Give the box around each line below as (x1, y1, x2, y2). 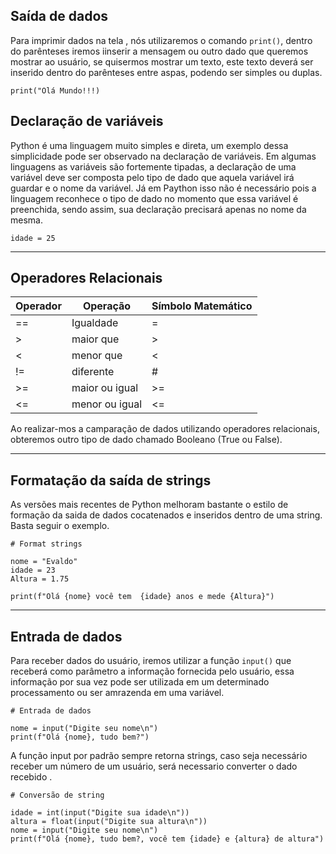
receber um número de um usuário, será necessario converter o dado (10, 760, 298, 773)
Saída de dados (10, 8, 109, 25)
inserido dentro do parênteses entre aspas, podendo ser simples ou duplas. (10, 66, 323, 78)
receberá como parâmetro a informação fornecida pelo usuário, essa (10, 665, 295, 678)
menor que (71, 349, 123, 363)
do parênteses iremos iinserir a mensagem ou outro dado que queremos (10, 45, 309, 57)
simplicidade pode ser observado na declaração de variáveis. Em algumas (10, 150, 317, 162)
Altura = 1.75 (10, 574, 70, 584)
